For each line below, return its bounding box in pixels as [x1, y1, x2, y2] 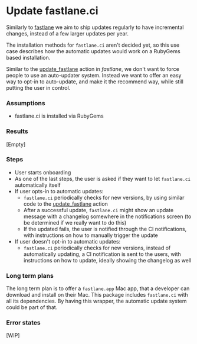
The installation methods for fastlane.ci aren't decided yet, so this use [6, 41, 180, 48]
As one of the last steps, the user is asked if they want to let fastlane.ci [14, 175, 191, 182]
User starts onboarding [14, 168, 71, 176]
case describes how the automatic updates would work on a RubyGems [6, 47, 181, 54]
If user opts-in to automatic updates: [14, 187, 104, 194]
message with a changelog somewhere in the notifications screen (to [23, 213, 192, 220]
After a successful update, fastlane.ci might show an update [23, 206, 174, 213]
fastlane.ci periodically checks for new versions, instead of [23, 244, 171, 251]
